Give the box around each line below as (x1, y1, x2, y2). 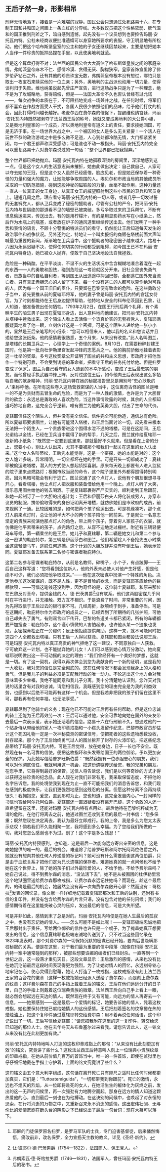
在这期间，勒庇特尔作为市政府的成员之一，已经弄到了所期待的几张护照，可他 (5, 609, 161, 615)
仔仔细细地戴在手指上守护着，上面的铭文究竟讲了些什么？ (5, 1059, 122, 1065)
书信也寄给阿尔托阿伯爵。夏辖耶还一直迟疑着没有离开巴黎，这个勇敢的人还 (5, 799, 157, 805)
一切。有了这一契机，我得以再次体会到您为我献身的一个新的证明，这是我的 (9, 659, 161, 665)
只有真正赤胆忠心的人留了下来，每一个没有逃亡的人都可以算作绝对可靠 (18, 279, 161, 285)
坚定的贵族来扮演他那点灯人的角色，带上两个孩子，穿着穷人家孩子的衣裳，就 (5, 518, 161, 524)
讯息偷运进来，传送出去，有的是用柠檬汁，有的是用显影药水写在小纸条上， (5, 213, 157, 218)
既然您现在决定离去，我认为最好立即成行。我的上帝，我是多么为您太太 (13, 818, 157, 824)
